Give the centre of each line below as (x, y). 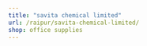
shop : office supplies (45, 30)
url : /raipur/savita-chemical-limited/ (74, 23)
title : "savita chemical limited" (65, 15)
